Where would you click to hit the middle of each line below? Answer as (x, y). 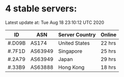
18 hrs (108, 67)
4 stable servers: (41, 9)
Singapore (70, 51)
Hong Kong (71, 67)
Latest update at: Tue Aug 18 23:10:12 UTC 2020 (55, 22)
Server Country (77, 34)
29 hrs (108, 59)
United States (74, 43)
